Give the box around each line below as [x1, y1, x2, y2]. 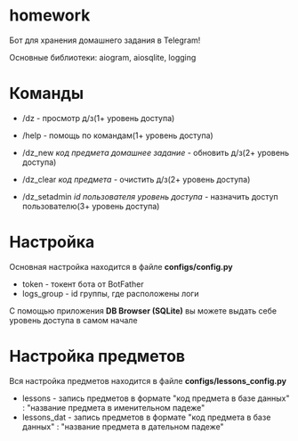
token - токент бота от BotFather [21, 278, 144, 290]
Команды [9, 84, 85, 103]
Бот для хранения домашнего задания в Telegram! [9, 35, 201, 45]
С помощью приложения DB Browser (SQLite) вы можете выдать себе [9, 305, 278, 316]
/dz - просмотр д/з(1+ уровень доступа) [21, 112, 175, 123]
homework [9, 5, 91, 26]
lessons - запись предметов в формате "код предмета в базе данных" [21, 393, 290, 404]
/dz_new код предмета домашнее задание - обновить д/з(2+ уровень [21, 147, 290, 158]
